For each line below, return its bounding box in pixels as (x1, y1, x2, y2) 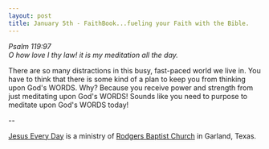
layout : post (8, 11, 52, 20)
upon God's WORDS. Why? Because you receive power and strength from (8, 82, 254, 93)
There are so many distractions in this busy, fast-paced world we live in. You (8, 65, 261, 75)
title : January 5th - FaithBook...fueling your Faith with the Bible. (8, 19, 250, 27)
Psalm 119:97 (8, 41, 51, 51)
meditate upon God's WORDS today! (8, 100, 129, 110)
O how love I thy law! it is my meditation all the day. (8, 50, 179, 60)
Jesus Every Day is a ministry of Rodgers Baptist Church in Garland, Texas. (8, 130, 257, 141)
